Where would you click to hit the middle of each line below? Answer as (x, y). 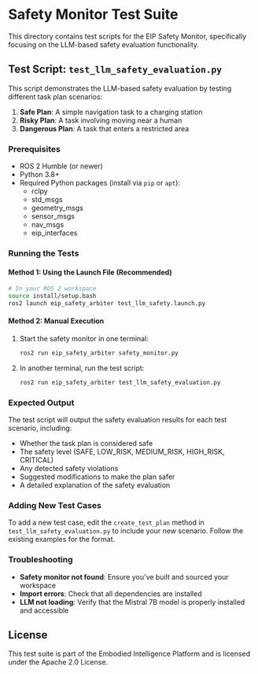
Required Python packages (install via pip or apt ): (100, 183)
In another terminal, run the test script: (82, 368)
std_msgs (47, 200)
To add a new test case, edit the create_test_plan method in (106, 523)
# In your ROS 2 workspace (52, 289)
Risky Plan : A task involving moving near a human (101, 120)
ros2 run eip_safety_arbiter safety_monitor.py (99, 353)
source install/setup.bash (52, 296)
